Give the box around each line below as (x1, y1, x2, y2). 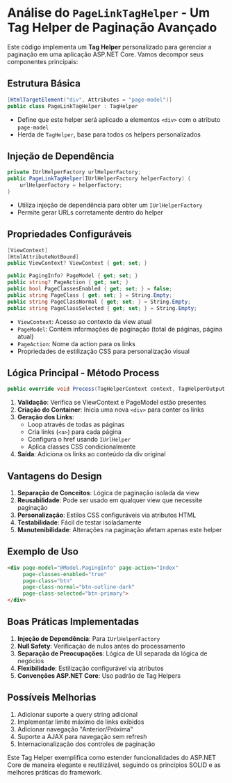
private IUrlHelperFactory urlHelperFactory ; (7, 169, 141, 176)
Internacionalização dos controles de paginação (17, 740, 156, 748)
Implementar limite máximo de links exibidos (17, 718, 144, 726)
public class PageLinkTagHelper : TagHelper (7, 102, 138, 109)
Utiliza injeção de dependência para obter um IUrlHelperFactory (17, 201, 203, 209)
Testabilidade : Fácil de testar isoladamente (17, 518, 142, 527)
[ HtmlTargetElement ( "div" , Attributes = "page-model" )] (7, 96, 172, 103)
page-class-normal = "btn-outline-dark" (22, 584, 135, 591)
